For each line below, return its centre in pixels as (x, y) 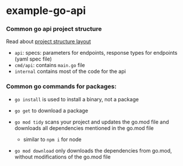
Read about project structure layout (49, 41)
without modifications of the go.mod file (62, 157)
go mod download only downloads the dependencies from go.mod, (93, 150)
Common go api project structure (54, 29)
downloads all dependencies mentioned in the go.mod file (84, 128)
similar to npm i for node (52, 139)
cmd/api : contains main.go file (50, 65)
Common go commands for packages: (61, 87)
